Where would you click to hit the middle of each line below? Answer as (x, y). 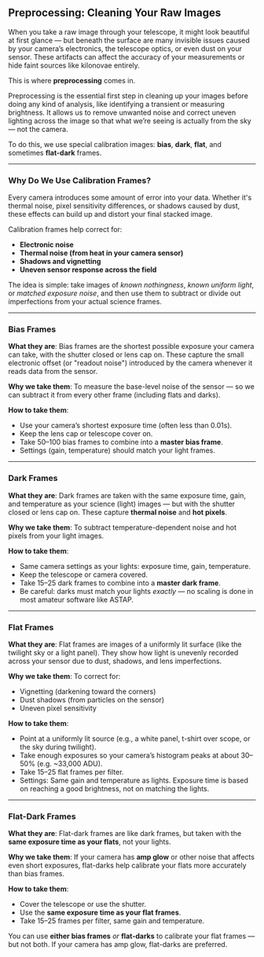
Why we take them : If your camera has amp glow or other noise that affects (132, 857)
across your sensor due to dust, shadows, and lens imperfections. (115, 661)
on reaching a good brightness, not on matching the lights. (114, 788)
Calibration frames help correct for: (65, 229)
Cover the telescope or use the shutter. (83, 904)
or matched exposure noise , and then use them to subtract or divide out (125, 293)
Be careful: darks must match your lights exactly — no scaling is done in (136, 591)
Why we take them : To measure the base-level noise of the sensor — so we (132, 387)
